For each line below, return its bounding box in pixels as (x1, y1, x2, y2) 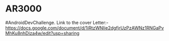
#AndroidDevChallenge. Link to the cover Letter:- (5, 19, 108, 25)
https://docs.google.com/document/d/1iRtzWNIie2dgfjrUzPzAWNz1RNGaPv (5, 24, 164, 30)
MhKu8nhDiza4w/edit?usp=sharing (5, 30, 80, 36)
